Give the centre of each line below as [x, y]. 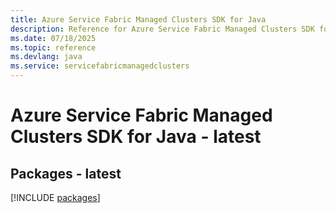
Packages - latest [66, 173]
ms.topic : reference [53, 47]
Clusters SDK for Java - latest [136, 137]
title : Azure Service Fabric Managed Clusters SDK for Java [138, 19]
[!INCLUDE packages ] [55, 197]
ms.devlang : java [46, 57]
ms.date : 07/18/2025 [53, 38]
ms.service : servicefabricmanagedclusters [100, 66]
